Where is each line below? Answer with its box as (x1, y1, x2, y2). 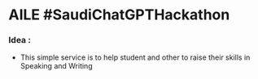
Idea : (8, 35, 31, 46)
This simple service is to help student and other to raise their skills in (20, 52, 251, 62)
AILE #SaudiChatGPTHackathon (8, 6, 230, 24)
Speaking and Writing (20, 61, 93, 71)
